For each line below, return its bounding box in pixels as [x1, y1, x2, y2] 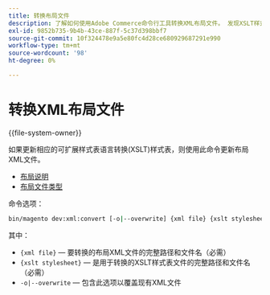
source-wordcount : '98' [8, 49, 88, 57]
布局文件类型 [19, 182, 63, 191]
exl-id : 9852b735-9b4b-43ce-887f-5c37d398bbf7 [8, 27, 167, 35]
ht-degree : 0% [8, 57, 56, 65]
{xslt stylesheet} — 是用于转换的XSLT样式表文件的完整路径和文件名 [19, 257, 251, 267]
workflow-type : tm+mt [8, 42, 81, 50]
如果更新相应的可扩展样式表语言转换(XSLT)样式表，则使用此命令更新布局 [8, 144, 249, 154]
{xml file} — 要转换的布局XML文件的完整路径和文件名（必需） [19, 247, 231, 257]
